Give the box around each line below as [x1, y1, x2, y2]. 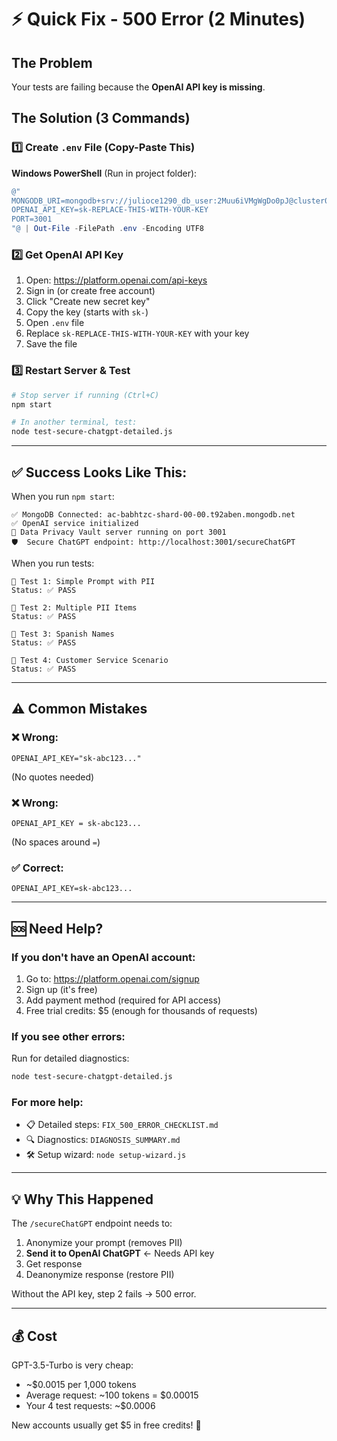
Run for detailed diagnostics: [11, 1052, 130, 1065]
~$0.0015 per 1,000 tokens [25, 1379, 137, 1391]
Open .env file [25, 317, 85, 329]
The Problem [11, 54, 93, 71]
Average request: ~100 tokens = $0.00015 [25, 1389, 199, 1401]
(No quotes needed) [11, 771, 95, 783]
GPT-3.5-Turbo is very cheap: [11, 1359, 134, 1371]
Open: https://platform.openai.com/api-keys [25, 274, 208, 286]
